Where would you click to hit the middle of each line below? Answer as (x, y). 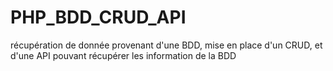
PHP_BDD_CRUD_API (98, 17)
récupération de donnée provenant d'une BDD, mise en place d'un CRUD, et (166, 45)
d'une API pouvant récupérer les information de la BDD (123, 55)
